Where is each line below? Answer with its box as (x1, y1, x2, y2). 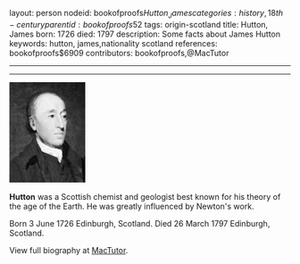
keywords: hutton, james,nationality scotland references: (9, 37, 218, 48)
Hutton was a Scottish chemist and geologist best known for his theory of (9, 191, 281, 202)
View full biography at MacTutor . (9, 244, 129, 255)
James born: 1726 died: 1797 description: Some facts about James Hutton (9, 29, 281, 39)
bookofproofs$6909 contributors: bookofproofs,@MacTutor (9, 47, 229, 58)
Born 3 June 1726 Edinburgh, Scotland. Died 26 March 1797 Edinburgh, (9, 218, 271, 228)
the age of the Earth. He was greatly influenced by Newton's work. (9, 201, 254, 211)
